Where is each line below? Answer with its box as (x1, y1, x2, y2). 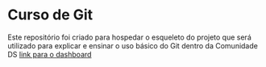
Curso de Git (7, 6, 94, 24)
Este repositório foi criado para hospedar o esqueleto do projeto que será (7, 32, 251, 42)
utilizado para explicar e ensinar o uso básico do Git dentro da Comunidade (7, 40, 259, 50)
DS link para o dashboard (7, 49, 92, 59)
